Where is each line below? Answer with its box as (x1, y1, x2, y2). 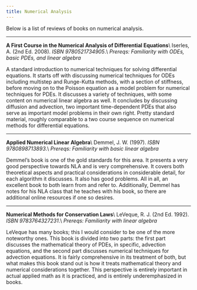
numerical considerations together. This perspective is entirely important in (6, 266, 188, 273)
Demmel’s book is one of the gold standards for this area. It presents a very (6, 156, 188, 164)
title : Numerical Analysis (6, 8, 72, 15)
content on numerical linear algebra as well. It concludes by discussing (6, 96, 178, 104)
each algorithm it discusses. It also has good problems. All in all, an (6, 175, 168, 182)
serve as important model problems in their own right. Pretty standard (6, 109, 175, 116)
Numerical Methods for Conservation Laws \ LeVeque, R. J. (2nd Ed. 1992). (6, 211, 189, 218)
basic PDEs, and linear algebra (6, 54, 81, 61)
